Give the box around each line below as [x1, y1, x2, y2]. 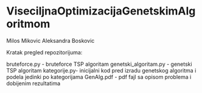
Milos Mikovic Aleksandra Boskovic [6, 37, 95, 44]
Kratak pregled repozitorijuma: [6, 48, 83, 56]
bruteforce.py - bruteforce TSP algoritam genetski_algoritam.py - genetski [6, 60, 193, 68]
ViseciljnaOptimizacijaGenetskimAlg [6, 4, 196, 18]
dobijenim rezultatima [6, 80, 61, 87]
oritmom [6, 17, 50, 31]
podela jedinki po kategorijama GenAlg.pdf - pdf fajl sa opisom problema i [6, 73, 192, 80]
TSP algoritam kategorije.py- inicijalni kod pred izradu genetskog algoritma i [6, 66, 197, 74]
